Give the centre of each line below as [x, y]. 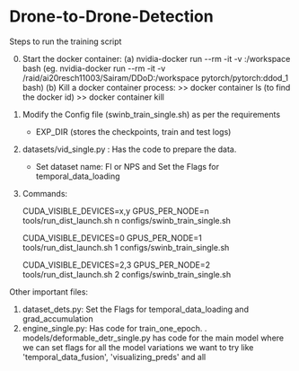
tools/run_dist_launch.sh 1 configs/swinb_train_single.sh [126, 247]
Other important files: [48, 291]
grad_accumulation [58, 318]
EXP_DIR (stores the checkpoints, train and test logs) [133, 131]
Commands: [45, 193]
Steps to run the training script [66, 41]
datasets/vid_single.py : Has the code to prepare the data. [129, 149]
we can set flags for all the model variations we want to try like [138, 347]
